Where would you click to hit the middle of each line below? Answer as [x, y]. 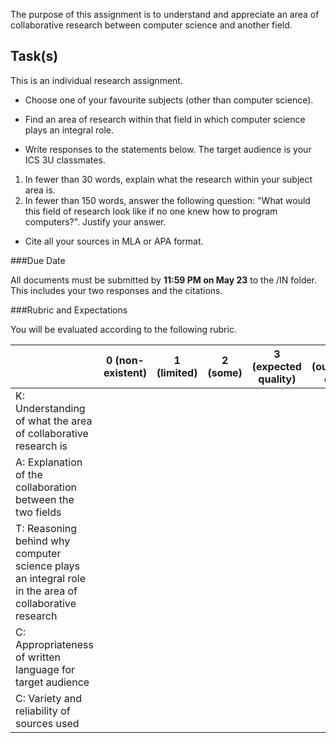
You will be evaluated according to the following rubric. [123, 329]
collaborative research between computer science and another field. [151, 25]
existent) [125, 372]
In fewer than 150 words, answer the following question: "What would [167, 200]
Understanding [50, 408]
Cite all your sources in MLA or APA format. [114, 241]
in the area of [46, 591]
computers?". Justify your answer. [95, 221]
